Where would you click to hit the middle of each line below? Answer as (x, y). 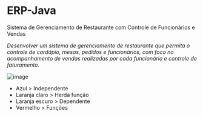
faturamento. (23, 65)
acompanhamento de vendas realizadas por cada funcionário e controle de (102, 58)
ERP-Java (32, 11)
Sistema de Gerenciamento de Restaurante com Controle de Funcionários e (101, 27)
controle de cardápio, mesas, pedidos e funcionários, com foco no (91, 52)
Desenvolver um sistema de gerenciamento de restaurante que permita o (98, 45)
